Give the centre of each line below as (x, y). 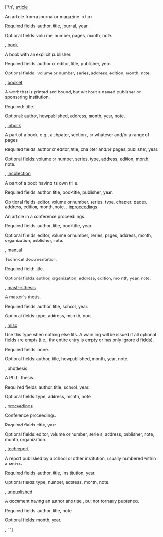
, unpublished (19, 492)
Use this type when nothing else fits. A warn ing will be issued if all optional (81, 335)
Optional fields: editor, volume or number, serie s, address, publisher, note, (80, 434)
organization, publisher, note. (34, 240)
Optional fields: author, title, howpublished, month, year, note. (67, 359)
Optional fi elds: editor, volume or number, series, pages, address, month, (79, 235)
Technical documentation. (31, 259)
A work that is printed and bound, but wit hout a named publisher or (73, 92)
